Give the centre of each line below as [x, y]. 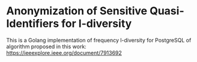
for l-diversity [96, 24]
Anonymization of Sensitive [77, 11]
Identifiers [33, 24]
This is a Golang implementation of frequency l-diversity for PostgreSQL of [99, 40]
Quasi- [167, 11]
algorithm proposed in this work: [47, 46]
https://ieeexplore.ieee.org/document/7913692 [64, 52]
